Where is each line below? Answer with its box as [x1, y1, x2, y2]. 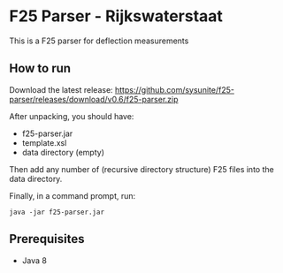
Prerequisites [9, 231, 85, 246]
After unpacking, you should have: [9, 110, 134, 121]
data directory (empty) [21, 147, 104, 157]
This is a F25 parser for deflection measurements [9, 35, 189, 46]
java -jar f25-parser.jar [9, 208, 104, 216]
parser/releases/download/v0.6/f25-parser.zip [9, 94, 179, 104]
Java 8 [21, 254, 47, 266]
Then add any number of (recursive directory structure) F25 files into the [9, 163, 274, 174]
